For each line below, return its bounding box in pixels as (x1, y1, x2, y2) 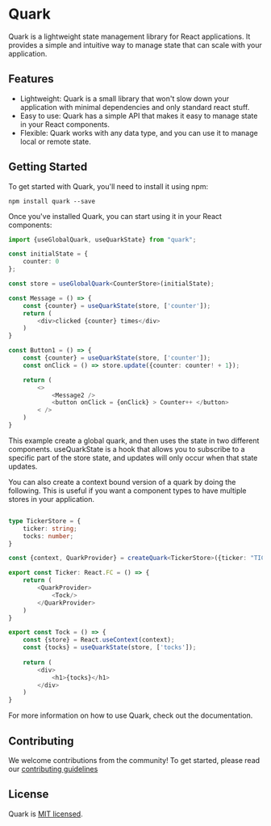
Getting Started (8, 160, 88, 174)
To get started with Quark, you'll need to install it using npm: (8, 181, 208, 191)
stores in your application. (8, 494, 95, 504)
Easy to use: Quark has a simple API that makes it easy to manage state (19, 111, 258, 120)
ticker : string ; (23, 525, 78, 533)
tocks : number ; (23, 532, 74, 540)
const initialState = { (8, 250, 89, 259)
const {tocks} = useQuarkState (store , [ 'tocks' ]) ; (23, 643, 197, 651)
